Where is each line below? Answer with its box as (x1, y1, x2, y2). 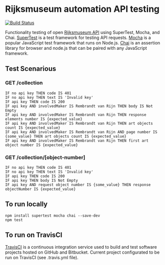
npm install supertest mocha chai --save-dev (5, 213, 100, 218)
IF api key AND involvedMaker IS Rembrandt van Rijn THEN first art (5, 138, 149, 143)
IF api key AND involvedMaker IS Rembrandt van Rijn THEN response (5, 112, 147, 117)
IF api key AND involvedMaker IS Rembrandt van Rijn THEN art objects (5, 121, 153, 126)
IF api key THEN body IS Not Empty (5, 178, 78, 183)
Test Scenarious (5, 65, 57, 73)
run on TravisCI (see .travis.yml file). (5, 254, 79, 260)
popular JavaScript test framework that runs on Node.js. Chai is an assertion (5, 39, 161, 45)
